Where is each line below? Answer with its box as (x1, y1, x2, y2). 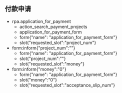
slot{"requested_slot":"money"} (19, 60, 85, 66)
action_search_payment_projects (19, 23, 87, 29)
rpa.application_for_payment (11, 18, 71, 24)
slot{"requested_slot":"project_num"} (19, 39, 96, 45)
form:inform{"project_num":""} (11, 44, 75, 51)
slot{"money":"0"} (19, 76, 57, 82)
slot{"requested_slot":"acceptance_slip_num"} (19, 82, 115, 88)
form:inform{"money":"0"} (11, 66, 66, 72)
